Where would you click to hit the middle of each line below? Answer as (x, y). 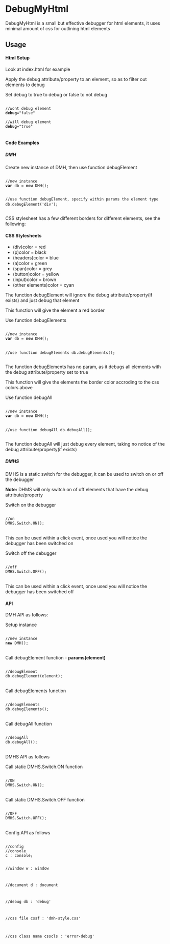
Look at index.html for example (38, 69)
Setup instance (21, 625)
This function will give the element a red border (55, 310)
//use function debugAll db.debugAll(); (49, 430)
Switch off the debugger (31, 553)
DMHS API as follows (28, 757)
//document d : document (32, 885)
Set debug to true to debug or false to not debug (56, 94)
